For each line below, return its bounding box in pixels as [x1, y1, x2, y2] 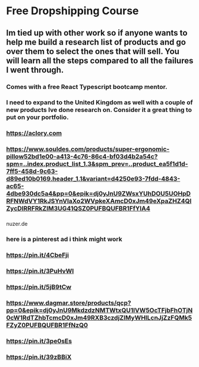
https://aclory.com [6, 129, 62, 138]
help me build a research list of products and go [6, 37, 186, 47]
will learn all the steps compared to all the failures [6, 55, 194, 66]
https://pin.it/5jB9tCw [6, 283, 72, 291]
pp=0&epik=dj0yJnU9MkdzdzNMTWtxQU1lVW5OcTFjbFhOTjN [6, 306, 193, 314]
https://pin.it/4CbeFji [6, 251, 70, 259]
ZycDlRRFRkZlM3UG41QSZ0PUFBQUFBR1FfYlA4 [6, 205, 150, 213]
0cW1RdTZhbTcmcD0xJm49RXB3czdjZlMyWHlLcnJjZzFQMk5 [6, 313, 192, 321]
